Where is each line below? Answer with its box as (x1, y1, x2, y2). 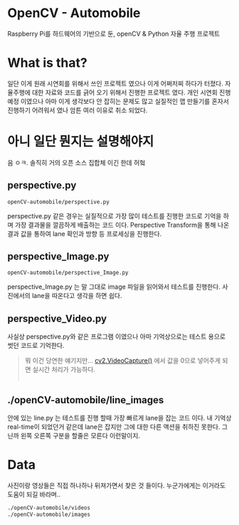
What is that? (7, 55, 87, 71)
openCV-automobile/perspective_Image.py (7, 269, 129, 277)
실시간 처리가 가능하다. (32, 365, 96, 374)
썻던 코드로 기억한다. (7, 341, 65, 350)
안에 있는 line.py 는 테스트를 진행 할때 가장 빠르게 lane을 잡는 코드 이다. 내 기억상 (7, 414, 232, 423)
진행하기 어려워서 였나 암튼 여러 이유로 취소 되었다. (7, 105, 148, 115)
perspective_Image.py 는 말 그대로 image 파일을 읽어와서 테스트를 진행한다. (7, 282, 221, 291)
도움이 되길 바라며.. (7, 490, 60, 499)
